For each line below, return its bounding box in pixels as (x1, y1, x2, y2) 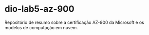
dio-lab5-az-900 (4, 3, 74, 15)
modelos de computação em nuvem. (4, 24, 78, 30)
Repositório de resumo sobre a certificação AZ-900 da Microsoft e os (4, 19, 144, 25)
